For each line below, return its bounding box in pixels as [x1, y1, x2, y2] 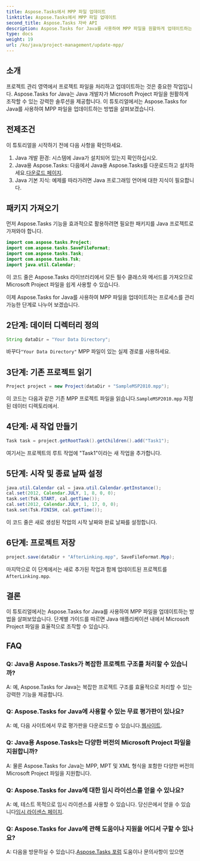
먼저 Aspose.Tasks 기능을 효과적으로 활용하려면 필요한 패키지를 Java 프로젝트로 [6, 220, 194, 227]
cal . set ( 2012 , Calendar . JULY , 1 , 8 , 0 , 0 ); [6, 490, 116, 496]
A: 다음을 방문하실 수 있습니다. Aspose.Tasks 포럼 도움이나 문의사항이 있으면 [6, 848, 184, 856]
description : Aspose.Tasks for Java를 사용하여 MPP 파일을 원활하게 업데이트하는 [6, 25, 192, 32]
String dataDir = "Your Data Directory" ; [6, 336, 111, 343]
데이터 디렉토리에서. [12, 402, 59, 410]
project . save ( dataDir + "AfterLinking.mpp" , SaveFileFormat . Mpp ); [6, 554, 175, 560]
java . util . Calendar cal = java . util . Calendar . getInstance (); [6, 485, 162, 491]
